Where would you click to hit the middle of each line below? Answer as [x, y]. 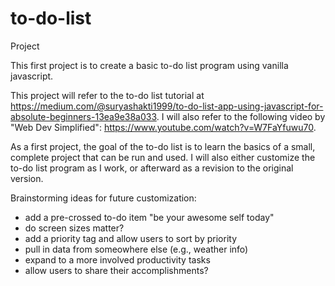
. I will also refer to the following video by [241, 116]
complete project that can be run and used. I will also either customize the [163, 157]
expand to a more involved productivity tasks [117, 259]
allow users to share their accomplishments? [116, 270]
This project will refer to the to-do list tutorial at [107, 95]
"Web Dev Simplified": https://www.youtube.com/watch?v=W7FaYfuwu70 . [163, 127]
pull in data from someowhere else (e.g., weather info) [136, 249]
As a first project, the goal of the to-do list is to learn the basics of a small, [163, 146]
